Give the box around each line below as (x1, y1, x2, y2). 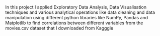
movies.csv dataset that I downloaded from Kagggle (5, 25, 114, 31)
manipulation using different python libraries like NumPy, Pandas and (5, 15, 148, 20)
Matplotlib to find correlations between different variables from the (5, 20, 143, 26)
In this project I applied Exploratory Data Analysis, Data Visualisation (5, 4, 147, 10)
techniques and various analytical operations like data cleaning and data (5, 9, 155, 15)
